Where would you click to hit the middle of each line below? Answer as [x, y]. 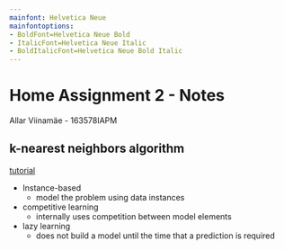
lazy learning [46, 226]
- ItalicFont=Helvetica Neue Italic [78, 43]
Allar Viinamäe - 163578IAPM [63, 121]
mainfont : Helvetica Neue [58, 18]
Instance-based [52, 187]
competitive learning [60, 207]
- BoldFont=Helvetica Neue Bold [70, 34]
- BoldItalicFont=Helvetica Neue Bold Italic [96, 51]
